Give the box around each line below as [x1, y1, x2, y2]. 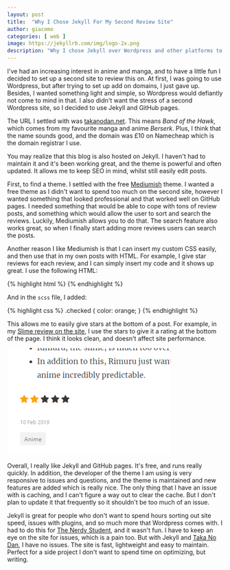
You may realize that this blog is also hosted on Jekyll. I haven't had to [7, 152, 206, 160]
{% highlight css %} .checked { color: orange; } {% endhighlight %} [7, 307, 198, 314]
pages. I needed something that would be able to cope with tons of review [7, 202, 218, 210]
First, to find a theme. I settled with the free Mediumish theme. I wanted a [7, 180, 214, 188]
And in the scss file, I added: [7, 293, 87, 301]
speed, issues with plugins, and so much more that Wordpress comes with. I [7, 519, 223, 527]
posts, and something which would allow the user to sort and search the [7, 210, 211, 217]
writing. [7, 556, 29, 563]
